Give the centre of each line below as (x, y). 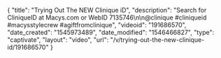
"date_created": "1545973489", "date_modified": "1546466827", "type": (111, 32)
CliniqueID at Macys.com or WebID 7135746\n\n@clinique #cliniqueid (107, 17)
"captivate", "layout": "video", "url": (58, 40)
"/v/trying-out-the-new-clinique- (157, 40)
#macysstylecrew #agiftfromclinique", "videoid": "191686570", (97, 25)
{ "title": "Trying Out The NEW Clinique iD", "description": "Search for (107, 10)
